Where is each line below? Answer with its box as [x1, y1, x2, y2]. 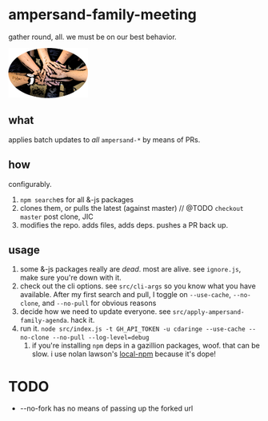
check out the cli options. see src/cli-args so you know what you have [19, 281, 256, 291]
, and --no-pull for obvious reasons [38, 298, 157, 308]
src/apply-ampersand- [172, 308, 245, 316]
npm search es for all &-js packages [19, 194, 134, 205]
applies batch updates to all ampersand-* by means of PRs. [8, 134, 201, 145]
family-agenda [19, 317, 67, 325]
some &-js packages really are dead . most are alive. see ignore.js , [19, 264, 242, 274]
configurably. [8, 179, 52, 189]
